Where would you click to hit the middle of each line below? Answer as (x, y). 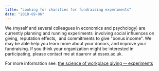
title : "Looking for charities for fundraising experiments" (68, 9)
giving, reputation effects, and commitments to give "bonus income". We (78, 38)
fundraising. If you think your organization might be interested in (69, 49)
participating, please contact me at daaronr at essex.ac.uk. (64, 53)
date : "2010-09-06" (25, 14)
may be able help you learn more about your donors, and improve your (76, 43)
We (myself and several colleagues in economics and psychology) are (75, 28)
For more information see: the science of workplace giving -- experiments (79, 63)
